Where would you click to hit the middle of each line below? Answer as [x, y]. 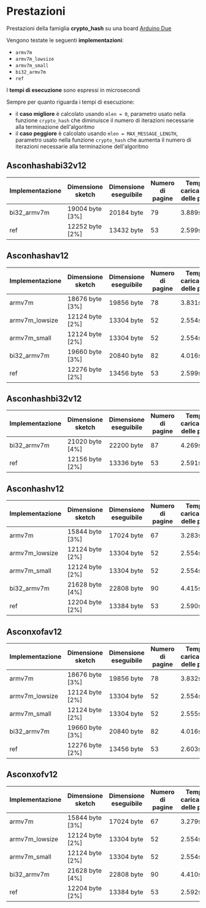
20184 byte [126, 212]
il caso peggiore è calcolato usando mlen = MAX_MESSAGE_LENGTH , [97, 133]
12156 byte [85, 460]
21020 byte [85, 442]
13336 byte [126, 463]
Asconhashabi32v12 [47, 166]
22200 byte [126, 445]
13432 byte [126, 230]
